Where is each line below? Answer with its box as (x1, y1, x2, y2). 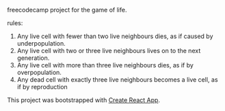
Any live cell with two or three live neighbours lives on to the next (16, 47, 201, 54)
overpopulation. (16, 68, 62, 76)
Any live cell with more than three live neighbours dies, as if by (16, 61, 194, 69)
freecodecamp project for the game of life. (7, 6, 127, 14)
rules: (7, 19, 23, 27)
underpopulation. (16, 39, 66, 47)
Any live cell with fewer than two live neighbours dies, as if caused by (16, 32, 213, 40)
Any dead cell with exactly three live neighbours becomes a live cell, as (16, 76, 218, 84)
